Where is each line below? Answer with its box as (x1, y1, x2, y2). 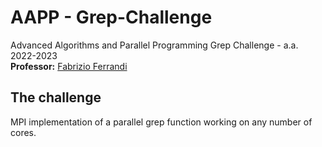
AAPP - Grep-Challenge (10, 6, 213, 29)
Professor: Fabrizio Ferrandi (10, 60, 128, 72)
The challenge (10, 89, 102, 106)
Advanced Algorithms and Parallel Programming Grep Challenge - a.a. (10, 39, 299, 51)
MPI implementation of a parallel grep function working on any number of (10, 116, 313, 128)
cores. (10, 126, 37, 138)
